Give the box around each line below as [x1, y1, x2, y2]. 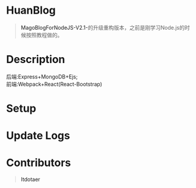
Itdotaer [20, 176, 40, 183]
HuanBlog [6, 4, 56, 17]
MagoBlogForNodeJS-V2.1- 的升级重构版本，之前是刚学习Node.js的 [20, 24, 185, 31]
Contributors [6, 156, 71, 170]
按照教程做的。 [26, 31, 63, 39]
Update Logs [6, 129, 70, 143]
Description [6, 53, 65, 66]
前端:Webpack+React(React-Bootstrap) [6, 80, 103, 87]
